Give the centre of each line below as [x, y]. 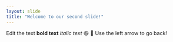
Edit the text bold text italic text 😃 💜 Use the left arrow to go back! [87, 33]
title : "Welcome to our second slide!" [55, 17]
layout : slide [24, 11]
